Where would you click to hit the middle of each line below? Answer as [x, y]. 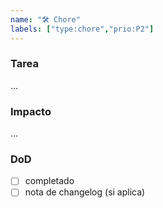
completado [49, 181]
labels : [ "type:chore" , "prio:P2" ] [82, 29]
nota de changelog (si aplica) [85, 192]
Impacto [31, 111]
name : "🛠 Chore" [45, 19]
